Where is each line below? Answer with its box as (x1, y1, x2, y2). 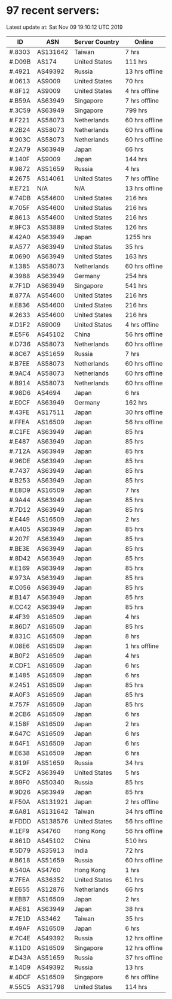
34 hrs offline (125, 807, 163, 816)
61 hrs (125, 876, 144, 884)
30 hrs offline (125, 408, 163, 416)
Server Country (74, 37, 119, 46)
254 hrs (125, 271, 148, 280)
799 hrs (125, 106, 148, 114)
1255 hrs (125, 233, 152, 241)
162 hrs (125, 398, 148, 406)
